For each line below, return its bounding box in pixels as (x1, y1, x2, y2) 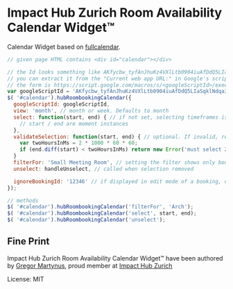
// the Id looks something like (7, 68, 101, 76)
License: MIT (7, 274, 44, 283)
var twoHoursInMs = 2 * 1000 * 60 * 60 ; (19, 140, 138, 147)
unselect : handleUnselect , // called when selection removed (13, 165, 194, 172)
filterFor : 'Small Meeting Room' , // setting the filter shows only (13, 159, 216, 166)
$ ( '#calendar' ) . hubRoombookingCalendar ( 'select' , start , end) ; (7, 210, 197, 217)
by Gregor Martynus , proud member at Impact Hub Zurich (7, 261, 173, 270)
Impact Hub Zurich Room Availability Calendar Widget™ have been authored (7, 254, 223, 262)
